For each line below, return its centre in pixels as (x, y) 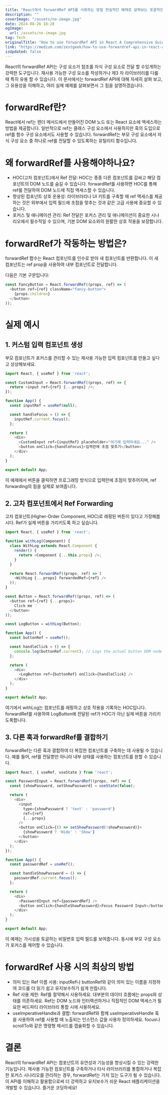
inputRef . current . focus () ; (42, 419)
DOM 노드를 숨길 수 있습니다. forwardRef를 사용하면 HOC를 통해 (93, 184)
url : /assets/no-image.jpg (38, 33)
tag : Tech (15, 38)
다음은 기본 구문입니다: (27, 275)
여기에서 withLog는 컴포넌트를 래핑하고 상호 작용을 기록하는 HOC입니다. (76, 707)
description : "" (22, 14)
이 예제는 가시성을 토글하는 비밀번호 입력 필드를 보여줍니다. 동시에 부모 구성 (78, 938)
